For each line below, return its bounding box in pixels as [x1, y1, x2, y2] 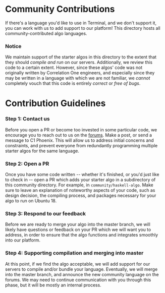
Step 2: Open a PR [5, 160, 50, 167]
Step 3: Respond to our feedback [5, 210, 86, 217]
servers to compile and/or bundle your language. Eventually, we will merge [5, 266, 158, 272]
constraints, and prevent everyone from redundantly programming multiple [5, 142, 158, 148]
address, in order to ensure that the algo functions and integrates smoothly [5, 232, 159, 238]
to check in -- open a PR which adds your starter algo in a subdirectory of [5, 177, 156, 183]
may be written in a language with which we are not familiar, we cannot [5, 75, 150, 81]
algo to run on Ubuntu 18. [5, 198, 57, 204]
